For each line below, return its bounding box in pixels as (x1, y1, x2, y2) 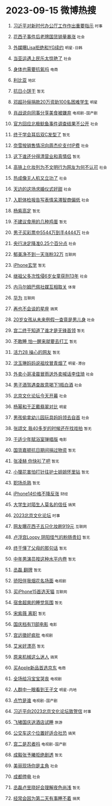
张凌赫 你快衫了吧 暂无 (13, 458, 60, 464)
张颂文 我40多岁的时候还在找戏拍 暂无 (13, 425, 92, 431)
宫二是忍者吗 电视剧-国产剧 (13, 740, 67, 747)
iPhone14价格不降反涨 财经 (13, 490, 68, 497)
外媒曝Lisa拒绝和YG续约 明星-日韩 (13, 44, 83, 50)
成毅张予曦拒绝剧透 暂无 (13, 751, 63, 758)
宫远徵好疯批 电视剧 (13, 632, 53, 638)
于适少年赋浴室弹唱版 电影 (13, 436, 67, 442)
